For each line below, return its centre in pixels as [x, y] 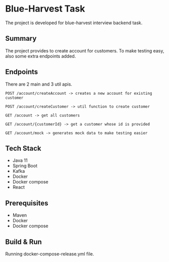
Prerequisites [27, 203]
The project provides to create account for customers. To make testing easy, [85, 50]
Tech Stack [23, 148]
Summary [21, 39]
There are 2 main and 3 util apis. [39, 84]
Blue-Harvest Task [45, 9]
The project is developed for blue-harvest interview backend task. [74, 23]
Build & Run [23, 242]
